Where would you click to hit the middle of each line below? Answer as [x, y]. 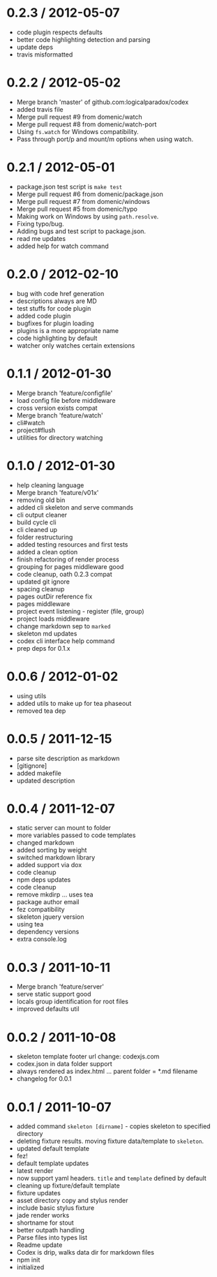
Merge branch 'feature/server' [60, 987]
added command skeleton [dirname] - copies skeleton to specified [113, 1126]
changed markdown [45, 843]
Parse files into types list [52, 1238]
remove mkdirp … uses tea [55, 894]
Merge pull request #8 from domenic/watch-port [87, 124]
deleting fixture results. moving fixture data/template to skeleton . [110, 1141]
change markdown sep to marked [63, 626]
